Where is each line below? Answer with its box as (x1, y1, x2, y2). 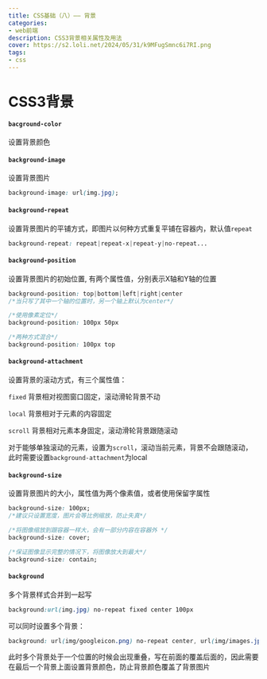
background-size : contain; (8, 555, 98, 564)
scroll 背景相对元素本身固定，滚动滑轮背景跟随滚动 (8, 426, 178, 435)
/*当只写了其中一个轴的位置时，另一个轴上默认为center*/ (8, 297, 175, 305)
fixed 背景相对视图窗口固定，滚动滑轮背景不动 (8, 392, 161, 402)
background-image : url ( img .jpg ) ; (8, 189, 119, 197)
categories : (8, 19, 48, 27)
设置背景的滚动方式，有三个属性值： (8, 375, 127, 384)
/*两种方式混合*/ (8, 334, 58, 341)
